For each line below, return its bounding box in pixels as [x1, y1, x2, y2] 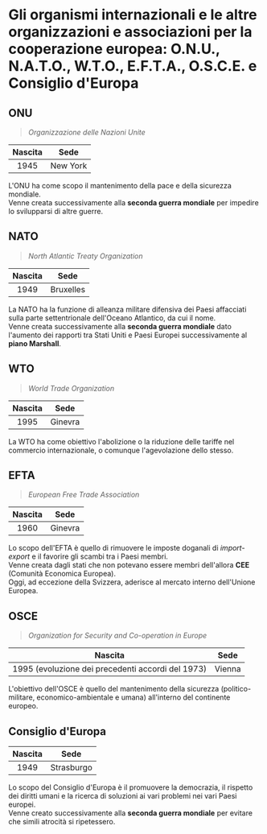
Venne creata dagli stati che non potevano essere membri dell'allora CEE [8, 560, 250, 570]
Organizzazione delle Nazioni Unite [27, 127, 146, 137]
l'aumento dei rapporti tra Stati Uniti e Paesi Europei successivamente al [8, 330, 248, 340]
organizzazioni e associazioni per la [8, 23, 253, 41]
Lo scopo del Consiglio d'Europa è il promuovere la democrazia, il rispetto [8, 782, 253, 792]
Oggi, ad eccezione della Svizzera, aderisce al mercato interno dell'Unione [8, 577, 256, 587]
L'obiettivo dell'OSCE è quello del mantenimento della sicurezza [8, 684, 220, 694]
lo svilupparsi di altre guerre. [8, 207, 103, 216]
